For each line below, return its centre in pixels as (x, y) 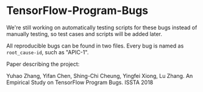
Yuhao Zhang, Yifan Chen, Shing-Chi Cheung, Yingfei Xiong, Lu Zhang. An (100, 76)
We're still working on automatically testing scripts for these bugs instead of (102, 27)
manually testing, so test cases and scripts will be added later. (84, 34)
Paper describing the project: (43, 64)
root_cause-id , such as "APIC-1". (48, 52)
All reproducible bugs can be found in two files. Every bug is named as (95, 46)
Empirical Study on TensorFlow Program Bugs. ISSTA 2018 (80, 82)
